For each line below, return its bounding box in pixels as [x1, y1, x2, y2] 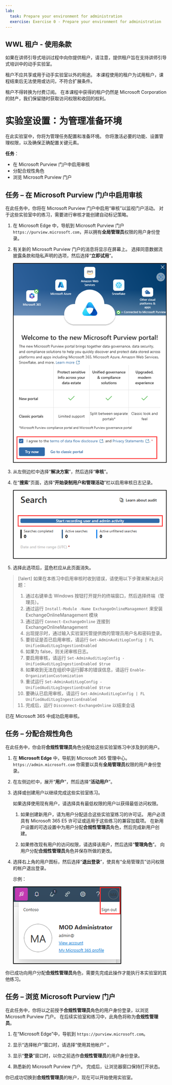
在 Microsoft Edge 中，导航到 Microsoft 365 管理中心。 [12, 755, 131, 761]
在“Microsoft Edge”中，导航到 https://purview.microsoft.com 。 [12, 1031, 148, 1037]
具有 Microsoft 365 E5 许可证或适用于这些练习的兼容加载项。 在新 [20, 817, 160, 824]
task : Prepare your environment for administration [10, 13, 123, 19]
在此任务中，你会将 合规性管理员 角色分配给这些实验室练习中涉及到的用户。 [5, 744, 162, 750]
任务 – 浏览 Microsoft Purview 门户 [5, 992, 116, 1001]
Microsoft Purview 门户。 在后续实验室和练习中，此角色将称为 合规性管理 [5, 1013, 159, 1019]
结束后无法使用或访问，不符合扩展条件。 [9, 78, 95, 84]
